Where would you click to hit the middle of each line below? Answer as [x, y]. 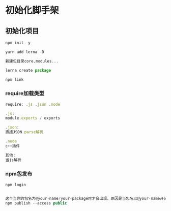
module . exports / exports [33, 118]
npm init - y [18, 43]
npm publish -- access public [36, 203]
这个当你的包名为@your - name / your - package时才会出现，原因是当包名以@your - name [83, 198]
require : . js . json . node [33, 104]
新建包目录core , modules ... [32, 61]
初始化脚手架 [32, 10]
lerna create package [28, 70]
